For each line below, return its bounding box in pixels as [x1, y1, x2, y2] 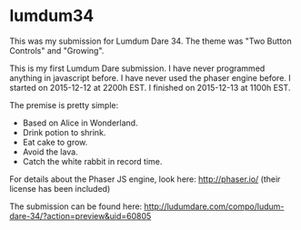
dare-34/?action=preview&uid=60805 [9, 210, 152, 221]
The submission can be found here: [9, 201, 143, 212]
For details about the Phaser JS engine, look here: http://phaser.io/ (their [9, 174, 281, 185]
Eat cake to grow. [22, 136, 88, 147]
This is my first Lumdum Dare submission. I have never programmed [9, 63, 266, 74]
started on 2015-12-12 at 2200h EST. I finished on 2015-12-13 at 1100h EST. [9, 82, 291, 93]
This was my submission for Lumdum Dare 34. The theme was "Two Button [9, 35, 293, 46]
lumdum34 [9, 5, 95, 26]
